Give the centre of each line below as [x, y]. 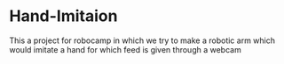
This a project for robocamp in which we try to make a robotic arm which [142, 40]
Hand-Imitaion [63, 16]
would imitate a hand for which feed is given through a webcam [125, 49]
